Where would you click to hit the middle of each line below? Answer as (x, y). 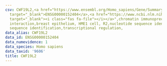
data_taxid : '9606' (25, 51)
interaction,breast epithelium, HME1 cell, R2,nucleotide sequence (81, 24)
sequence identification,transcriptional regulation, (66, 28)
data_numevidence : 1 (27, 42)
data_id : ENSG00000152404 (32, 38)
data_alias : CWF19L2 (27, 33)
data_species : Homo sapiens (34, 47)
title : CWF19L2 (21, 56)
